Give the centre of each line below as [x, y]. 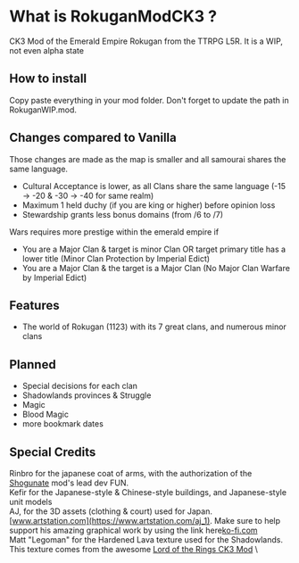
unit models [31, 502]
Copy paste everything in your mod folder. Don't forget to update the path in [149, 100]
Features [34, 305]
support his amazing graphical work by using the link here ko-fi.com [133, 530]
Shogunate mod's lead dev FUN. [69, 483]
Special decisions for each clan [80, 386]
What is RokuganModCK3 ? [113, 17]
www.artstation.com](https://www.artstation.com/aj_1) [111, 521]
